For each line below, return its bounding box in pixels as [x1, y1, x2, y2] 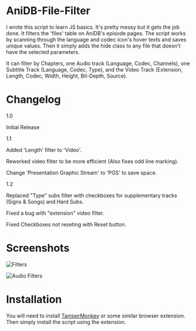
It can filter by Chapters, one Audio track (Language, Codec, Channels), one [6, 60, 190, 67]
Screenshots [6, 242, 70, 255]
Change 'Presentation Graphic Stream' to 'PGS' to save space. [6, 169, 157, 176]
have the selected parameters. [6, 48, 80, 55]
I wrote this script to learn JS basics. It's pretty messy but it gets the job [6, 23, 180, 31]
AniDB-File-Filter [6, 4, 91, 18]
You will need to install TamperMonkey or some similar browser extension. [6, 312, 186, 319]
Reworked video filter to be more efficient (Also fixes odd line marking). [6, 157, 179, 165]
